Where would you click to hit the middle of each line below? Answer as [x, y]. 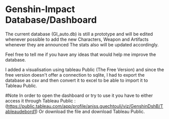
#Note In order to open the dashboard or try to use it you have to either [79, 95]
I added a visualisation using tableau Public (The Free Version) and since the [85, 70]
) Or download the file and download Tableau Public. [91, 111]
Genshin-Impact [40, 9]
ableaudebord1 [21, 111]
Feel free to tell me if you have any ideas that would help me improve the [81, 54]
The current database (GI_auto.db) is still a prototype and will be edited [79, 34]
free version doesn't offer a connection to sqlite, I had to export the [75, 75]
